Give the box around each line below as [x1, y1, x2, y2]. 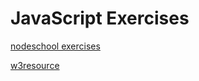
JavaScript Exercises [10, 7, 190, 30]
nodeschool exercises [10, 40, 101, 52]
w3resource [10, 59, 60, 71]
